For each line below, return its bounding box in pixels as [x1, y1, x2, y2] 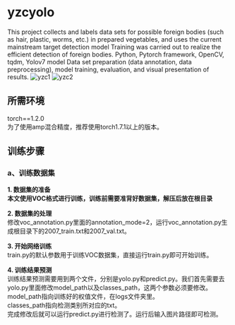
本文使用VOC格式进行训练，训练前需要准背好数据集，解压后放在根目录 [7, 194, 213, 203]
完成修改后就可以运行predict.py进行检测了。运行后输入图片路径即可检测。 [7, 310, 222, 319]
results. [7, 72, 30, 81]
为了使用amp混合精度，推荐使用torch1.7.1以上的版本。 [7, 122, 164, 131]
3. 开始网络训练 [7, 242, 52, 251]
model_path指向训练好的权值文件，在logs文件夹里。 [7, 292, 159, 301]
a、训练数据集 [7, 168, 55, 178]
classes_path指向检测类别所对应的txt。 [7, 301, 121, 309]
